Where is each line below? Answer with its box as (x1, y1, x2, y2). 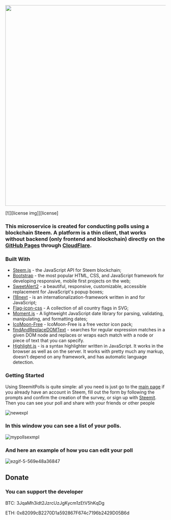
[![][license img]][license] (5, 210, 59, 216)
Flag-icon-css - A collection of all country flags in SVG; (12, 305, 129, 311)
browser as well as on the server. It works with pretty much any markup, (12, 348, 164, 354)
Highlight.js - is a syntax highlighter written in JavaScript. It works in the (12, 343, 164, 349)
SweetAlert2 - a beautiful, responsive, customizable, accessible (12, 283, 147, 290)
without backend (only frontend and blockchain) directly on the (5, 235, 165, 242)
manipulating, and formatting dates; (12, 316, 88, 322)
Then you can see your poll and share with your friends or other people (5, 400, 155, 406)
